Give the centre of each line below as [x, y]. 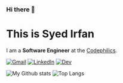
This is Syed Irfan [50, 34]
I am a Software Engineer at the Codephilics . [62, 50]
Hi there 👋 [21, 9]
